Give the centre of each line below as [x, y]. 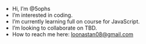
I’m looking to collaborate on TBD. [54, 28]
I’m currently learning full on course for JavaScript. [76, 21]
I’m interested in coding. [42, 15]
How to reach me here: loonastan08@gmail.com [73, 34]
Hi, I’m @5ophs [31, 9]
